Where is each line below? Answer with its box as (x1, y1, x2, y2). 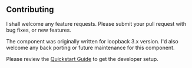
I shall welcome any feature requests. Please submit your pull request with (6, 20, 187, 27)
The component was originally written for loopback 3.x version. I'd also (6, 38, 178, 45)
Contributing (6, 5, 54, 15)
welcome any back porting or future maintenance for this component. (6, 44, 175, 51)
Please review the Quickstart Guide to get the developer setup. (6, 55, 159, 62)
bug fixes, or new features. (6, 26, 72, 33)
